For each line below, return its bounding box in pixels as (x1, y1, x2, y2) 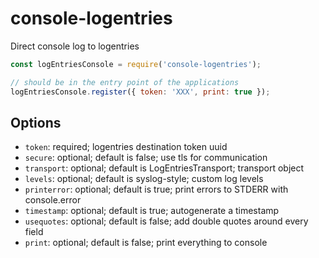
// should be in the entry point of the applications (10, 77, 240, 87)
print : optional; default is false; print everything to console (24, 237, 268, 249)
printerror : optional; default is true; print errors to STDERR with (24, 183, 289, 196)
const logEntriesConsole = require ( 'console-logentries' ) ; (10, 59, 262, 69)
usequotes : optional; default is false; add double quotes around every (24, 215, 309, 227)
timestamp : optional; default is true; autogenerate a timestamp (24, 205, 280, 217)
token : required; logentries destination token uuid (24, 141, 228, 153)
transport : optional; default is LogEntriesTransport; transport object (24, 162, 305, 174)
